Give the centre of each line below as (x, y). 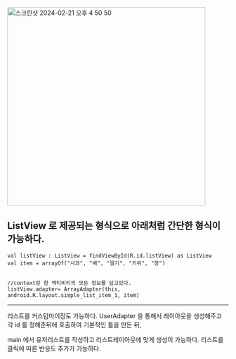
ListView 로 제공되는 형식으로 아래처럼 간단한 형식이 (114, 226)
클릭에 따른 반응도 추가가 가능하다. (54, 348)
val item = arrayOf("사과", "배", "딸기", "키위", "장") (86, 263)
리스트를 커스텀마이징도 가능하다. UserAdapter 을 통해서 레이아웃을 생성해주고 (115, 315)
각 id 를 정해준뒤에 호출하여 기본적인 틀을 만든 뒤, (74, 325)
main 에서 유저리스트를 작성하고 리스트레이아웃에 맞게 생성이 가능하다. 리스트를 (116, 339)
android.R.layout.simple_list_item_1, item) (73, 295)
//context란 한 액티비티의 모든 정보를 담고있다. (70, 283)
